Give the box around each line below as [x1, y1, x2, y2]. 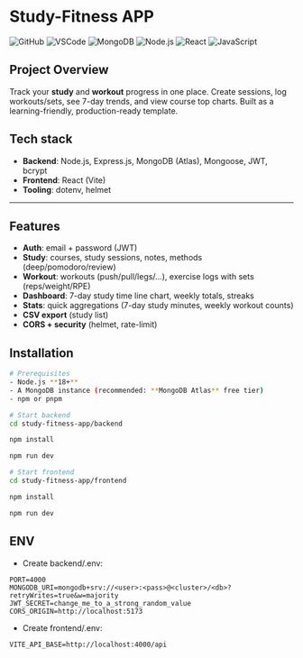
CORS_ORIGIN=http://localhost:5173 [9, 607, 143, 616]
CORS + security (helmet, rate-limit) [22, 319, 158, 330]
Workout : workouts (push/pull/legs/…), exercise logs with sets [22, 271, 254, 282]
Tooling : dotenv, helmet [22, 184, 112, 195]
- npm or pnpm [9, 394, 63, 403]
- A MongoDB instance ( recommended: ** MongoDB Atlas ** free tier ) [9, 386, 264, 395]
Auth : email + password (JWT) [22, 242, 138, 253]
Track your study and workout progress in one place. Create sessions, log [9, 86, 287, 96]
